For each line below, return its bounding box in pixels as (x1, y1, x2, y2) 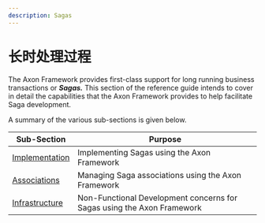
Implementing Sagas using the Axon (77, 147, 211, 158)
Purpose (148, 133, 181, 144)
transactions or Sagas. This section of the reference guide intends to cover (8, 83, 254, 92)
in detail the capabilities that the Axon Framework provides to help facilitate (8, 91, 253, 101)
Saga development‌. (8, 99, 72, 109)
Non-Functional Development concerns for (77, 192, 238, 203)
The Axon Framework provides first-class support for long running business (8, 74, 255, 84)
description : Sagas (8, 11, 73, 20)
